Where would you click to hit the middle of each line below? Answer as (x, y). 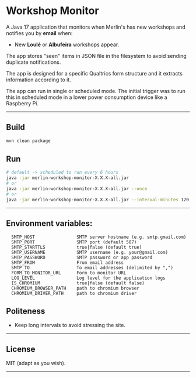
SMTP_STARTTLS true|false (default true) (77, 247)
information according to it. (38, 80)
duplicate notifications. (34, 62)
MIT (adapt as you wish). (36, 363)
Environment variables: (49, 224)
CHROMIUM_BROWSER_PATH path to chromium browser (76, 288)
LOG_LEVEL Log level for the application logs (88, 278)
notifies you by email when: (39, 33)
